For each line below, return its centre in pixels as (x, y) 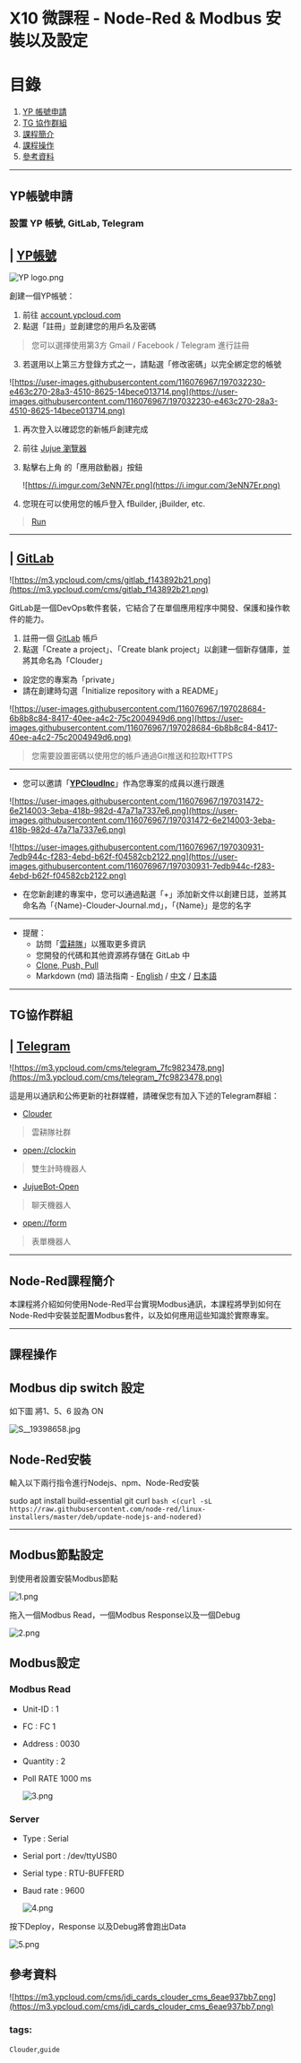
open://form (44, 1223)
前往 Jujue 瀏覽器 (54, 448)
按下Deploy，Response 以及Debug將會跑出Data (98, 1926)
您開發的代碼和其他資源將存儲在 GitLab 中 (113, 955)
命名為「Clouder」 (73, 660)
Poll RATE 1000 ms (57, 1778)
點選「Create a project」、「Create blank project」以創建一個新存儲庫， (152, 650)
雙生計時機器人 (59, 1169)
